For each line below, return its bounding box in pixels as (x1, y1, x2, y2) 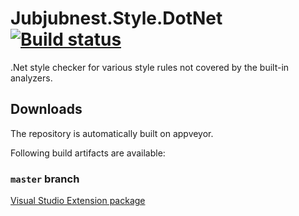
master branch (10, 172, 80, 186)
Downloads (10, 101, 83, 118)
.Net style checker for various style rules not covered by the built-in (10, 61, 290, 73)
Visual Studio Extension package (10, 195, 146, 207)
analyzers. (10, 72, 53, 84)
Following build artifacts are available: (10, 147, 166, 159)
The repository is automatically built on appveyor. (10, 127, 214, 139)
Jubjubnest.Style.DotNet (10, 7, 223, 30)
